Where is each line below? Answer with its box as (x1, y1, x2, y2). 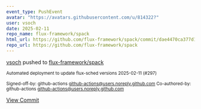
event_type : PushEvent (6, 8, 63, 15)
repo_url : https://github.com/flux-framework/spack (6, 43, 138, 49)
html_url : (6, 37, 31, 43)
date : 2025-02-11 (6, 25, 50, 32)
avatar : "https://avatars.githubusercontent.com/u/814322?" (6, 14, 160, 20)
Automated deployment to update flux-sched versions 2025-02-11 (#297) (6, 70, 157, 76)
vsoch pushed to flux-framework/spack (6, 58, 104, 66)
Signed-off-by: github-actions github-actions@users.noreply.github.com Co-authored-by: (6, 80, 191, 87)
